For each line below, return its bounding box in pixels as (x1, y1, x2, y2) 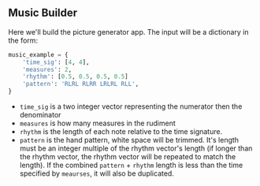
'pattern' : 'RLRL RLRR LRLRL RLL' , (22, 80, 139, 88)
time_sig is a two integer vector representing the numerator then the (19, 102, 243, 111)
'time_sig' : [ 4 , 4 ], (22, 58, 90, 66)
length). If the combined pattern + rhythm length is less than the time (19, 161, 243, 170)
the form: (8, 35, 38, 45)
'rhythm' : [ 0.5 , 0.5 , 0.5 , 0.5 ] (22, 73, 128, 81)
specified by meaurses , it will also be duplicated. (19, 169, 175, 178)
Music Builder (8, 6, 78, 20)
